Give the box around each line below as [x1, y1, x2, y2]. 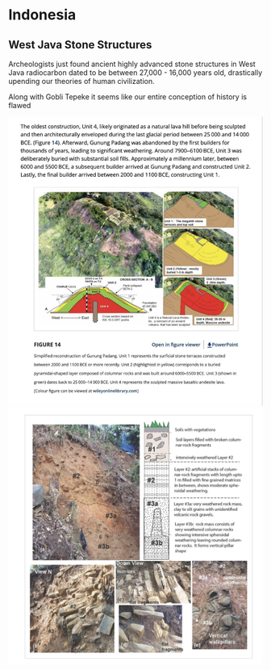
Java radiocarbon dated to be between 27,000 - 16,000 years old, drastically [8, 68, 263, 77]
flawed [8, 101, 31, 110]
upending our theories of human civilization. [8, 77, 155, 86]
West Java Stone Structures [8, 38, 152, 52]
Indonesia [8, 6, 77, 24]
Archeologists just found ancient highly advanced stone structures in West [8, 59, 256, 69]
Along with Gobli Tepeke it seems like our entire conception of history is [8, 92, 248, 102]
